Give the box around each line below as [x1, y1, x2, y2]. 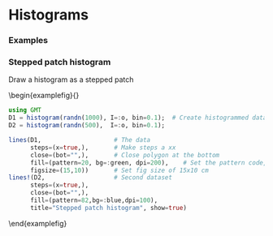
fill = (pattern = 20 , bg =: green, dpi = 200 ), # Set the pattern [29, 158, 245, 167]
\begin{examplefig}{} [8, 91, 80, 101]
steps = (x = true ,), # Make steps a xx [29, 144, 176, 152]
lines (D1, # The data [8, 136, 151, 144]
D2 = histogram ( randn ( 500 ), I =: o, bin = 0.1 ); [8, 122, 165, 130]
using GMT [8, 106, 42, 114]
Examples [8, 35, 49, 46]
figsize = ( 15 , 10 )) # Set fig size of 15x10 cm [29, 166, 209, 174]
